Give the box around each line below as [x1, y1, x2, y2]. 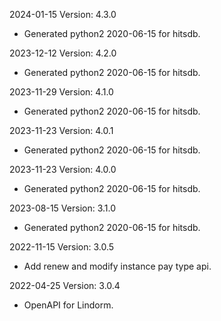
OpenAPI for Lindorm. [23, 299, 114, 311]
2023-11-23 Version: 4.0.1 [9, 125, 114, 136]
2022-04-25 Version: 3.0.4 [9, 280, 121, 291]
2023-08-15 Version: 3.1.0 [9, 202, 117, 214]
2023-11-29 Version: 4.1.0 [9, 86, 114, 98]
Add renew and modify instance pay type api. [23, 260, 212, 272]
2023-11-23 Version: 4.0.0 [9, 164, 117, 175]
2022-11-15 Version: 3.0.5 [9, 241, 115, 253]
